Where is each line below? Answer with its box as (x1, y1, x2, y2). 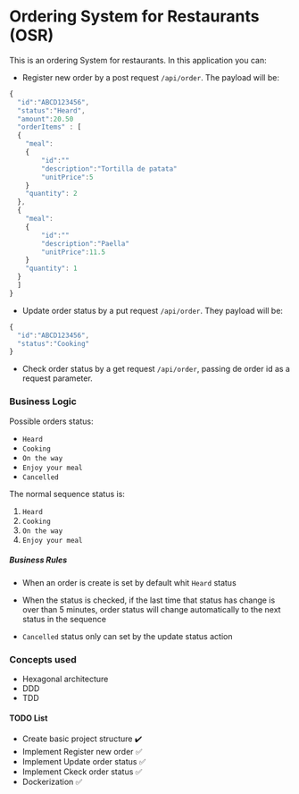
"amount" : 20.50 (17, 114, 74, 123)
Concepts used (9, 653, 78, 665)
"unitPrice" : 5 (41, 173, 94, 182)
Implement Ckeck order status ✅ (21, 766, 143, 777)
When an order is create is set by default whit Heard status (21, 577, 237, 587)
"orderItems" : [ (17, 122, 82, 131)
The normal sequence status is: (9, 488, 125, 499)
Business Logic (9, 395, 78, 408)
